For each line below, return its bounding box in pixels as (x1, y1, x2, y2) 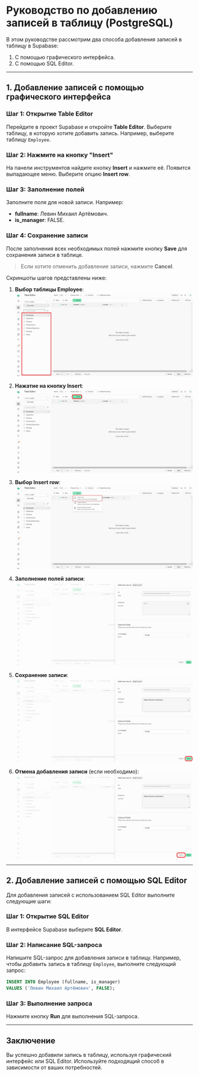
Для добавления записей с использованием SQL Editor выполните (6, 891, 175, 898)
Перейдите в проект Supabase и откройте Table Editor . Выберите (6, 123, 172, 131)
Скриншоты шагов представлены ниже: (6, 274, 107, 281)
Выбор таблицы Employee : (14, 285, 84, 293)
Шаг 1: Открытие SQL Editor (6, 912, 89, 920)
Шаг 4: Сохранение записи (6, 231, 88, 240)
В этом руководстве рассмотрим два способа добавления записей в (6, 36, 182, 43)
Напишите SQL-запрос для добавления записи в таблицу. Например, (6, 954, 181, 961)
